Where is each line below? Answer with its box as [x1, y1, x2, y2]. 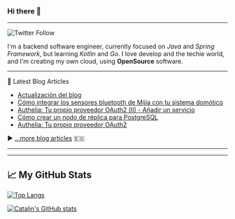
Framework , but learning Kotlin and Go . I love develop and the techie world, [7, 50, 225, 58]
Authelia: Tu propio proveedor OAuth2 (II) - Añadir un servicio [17, 106, 195, 114]
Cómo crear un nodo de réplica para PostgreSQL [17, 113, 159, 122]
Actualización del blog [17, 91, 82, 99]
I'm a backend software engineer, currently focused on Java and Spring [7, 42, 215, 51]
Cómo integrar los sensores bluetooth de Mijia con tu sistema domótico [17, 98, 224, 107]
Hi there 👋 [7, 6, 42, 16]
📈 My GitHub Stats [7, 169, 92, 181]
